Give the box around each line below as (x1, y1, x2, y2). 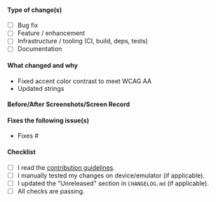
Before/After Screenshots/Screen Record (7, 100, 130, 108)
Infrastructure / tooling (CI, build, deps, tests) (17, 37, 149, 45)
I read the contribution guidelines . (17, 163, 116, 171)
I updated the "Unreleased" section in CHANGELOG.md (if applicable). (17, 179, 209, 187)
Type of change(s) (7, 6, 62, 14)
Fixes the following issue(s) (7, 116, 90, 124)
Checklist (7, 147, 36, 157)
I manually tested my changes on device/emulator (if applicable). (17, 171, 205, 180)
